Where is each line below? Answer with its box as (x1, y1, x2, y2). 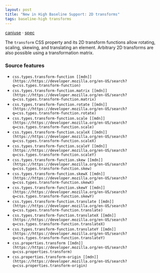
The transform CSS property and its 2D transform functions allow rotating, (5, 39, 156, 45)
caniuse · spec (5, 30, 35, 36)
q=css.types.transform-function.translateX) (12, 221, 105, 227)
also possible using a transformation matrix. (5, 50, 94, 56)
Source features (5, 62, 45, 69)
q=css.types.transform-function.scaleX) (12, 138, 96, 143)
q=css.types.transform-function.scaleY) (12, 152, 96, 157)
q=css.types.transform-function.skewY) (12, 194, 95, 199)
